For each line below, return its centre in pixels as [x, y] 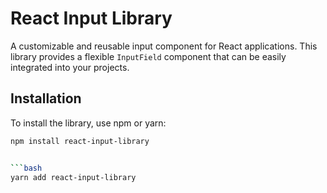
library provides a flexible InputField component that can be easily [148, 56]
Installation [46, 98]
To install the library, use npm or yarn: [88, 123]
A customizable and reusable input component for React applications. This [164, 46]
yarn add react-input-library [73, 177]
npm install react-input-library [80, 141]
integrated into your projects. [70, 67]
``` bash [26, 168]
